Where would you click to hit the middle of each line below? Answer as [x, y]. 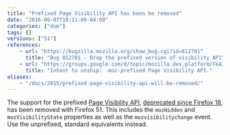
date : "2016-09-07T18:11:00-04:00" [58, 20]
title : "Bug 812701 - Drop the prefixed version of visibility [117, 58]
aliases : [20, 77]
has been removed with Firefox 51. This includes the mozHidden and [101, 110]
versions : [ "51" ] [32, 39]
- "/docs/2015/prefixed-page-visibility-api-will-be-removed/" [112, 83]
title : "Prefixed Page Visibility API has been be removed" [95, 13]
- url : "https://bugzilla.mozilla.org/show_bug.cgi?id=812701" [112, 52]
